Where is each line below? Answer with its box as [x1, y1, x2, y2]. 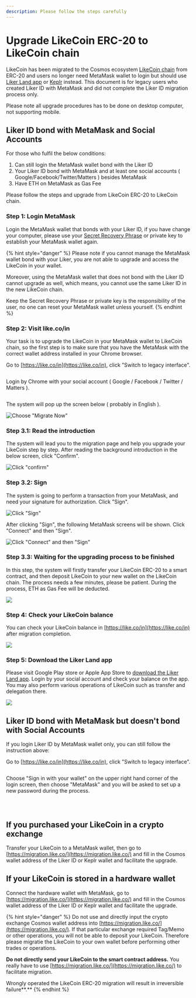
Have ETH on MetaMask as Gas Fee [14, 180, 101, 187]
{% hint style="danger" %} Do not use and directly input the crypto [6, 913, 169, 920]
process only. [6, 90, 39, 97]
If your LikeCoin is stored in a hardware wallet [6, 874, 176, 884]
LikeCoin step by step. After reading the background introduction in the [6, 446, 178, 454]
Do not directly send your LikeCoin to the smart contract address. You [6, 956, 180, 963]
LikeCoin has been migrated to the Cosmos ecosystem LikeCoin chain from [6, 66, 188, 73]
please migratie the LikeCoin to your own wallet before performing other [6, 938, 180, 945]
